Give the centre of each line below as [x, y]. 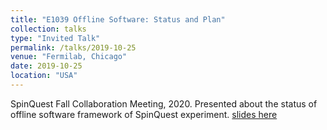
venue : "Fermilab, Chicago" [69, 57]
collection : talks [48, 29]
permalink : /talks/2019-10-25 [73, 47]
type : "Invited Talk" [55, 38]
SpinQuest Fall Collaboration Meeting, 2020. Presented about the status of [164, 103]
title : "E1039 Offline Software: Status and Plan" [118, 19]
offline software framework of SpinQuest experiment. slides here [144, 114]
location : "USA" [44, 76]
